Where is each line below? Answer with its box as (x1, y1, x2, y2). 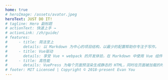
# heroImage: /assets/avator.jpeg (5, 12, 77, 17)
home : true (5, 7, 28, 12)
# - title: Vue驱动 (5, 49, 53, 54)
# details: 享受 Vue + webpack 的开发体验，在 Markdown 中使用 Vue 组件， (5, 53, 166, 59)
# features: (5, 35, 30, 40)
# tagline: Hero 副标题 (5, 21, 52, 26)
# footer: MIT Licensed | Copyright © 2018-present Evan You (5, 68, 135, 73)
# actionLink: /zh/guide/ (5, 30, 59, 35)
